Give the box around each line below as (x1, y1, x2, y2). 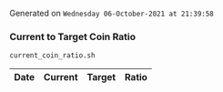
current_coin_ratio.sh (9, 51, 96, 60)
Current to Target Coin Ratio (9, 30, 137, 43)
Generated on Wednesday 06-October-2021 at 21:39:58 (9, 8, 214, 18)
